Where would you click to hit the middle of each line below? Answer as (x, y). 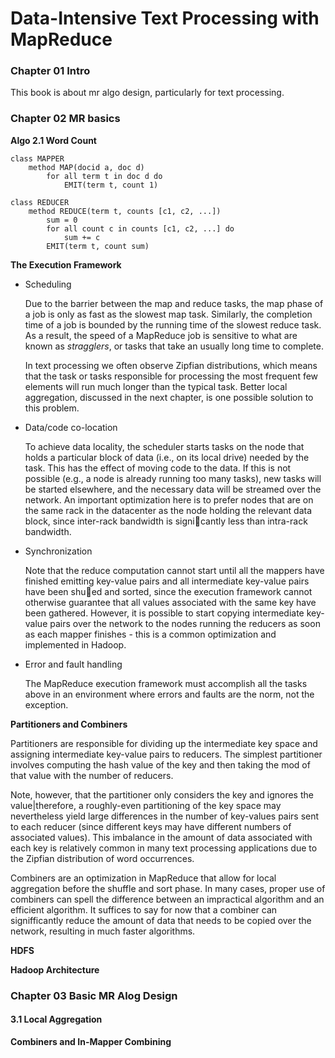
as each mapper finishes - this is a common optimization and (150, 634)
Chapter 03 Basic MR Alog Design (94, 995)
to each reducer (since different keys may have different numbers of (151, 826)
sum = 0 (62, 220)
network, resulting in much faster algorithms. (103, 931)
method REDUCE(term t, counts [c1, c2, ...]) (125, 211)
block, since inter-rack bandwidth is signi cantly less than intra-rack (166, 521)
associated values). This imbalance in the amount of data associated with (161, 837)
